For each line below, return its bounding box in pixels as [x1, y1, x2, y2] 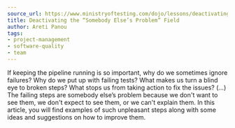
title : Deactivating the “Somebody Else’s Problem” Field [7, 17, 180, 24]
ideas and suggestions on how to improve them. [7, 113, 146, 121]
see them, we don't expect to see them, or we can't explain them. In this [7, 98, 215, 106]
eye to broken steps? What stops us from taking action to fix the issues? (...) [7, 83, 227, 92]
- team [7, 50, 27, 57]
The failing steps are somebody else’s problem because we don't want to [7, 90, 218, 99]
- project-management [7, 36, 71, 43]
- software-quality [7, 43, 64, 50]
